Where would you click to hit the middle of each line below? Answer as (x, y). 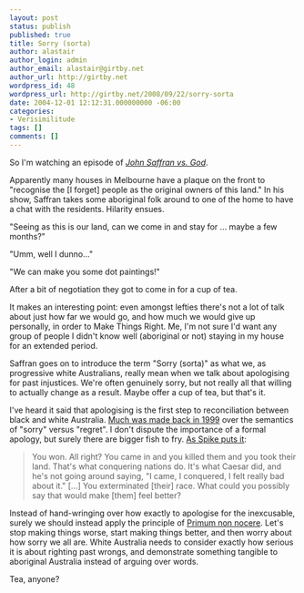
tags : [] (26, 128)
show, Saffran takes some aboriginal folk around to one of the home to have (152, 199)
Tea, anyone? (35, 578)
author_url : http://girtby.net (69, 77)
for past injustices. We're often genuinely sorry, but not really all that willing (151, 383)
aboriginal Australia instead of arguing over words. (104, 561)
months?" (27, 236)
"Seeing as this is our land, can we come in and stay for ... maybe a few (143, 226)
